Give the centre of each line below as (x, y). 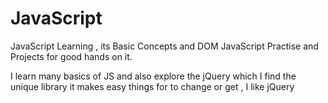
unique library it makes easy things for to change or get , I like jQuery (152, 86)
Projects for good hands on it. (71, 56)
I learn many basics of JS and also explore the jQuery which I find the (153, 76)
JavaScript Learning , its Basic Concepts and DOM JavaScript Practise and (164, 46)
